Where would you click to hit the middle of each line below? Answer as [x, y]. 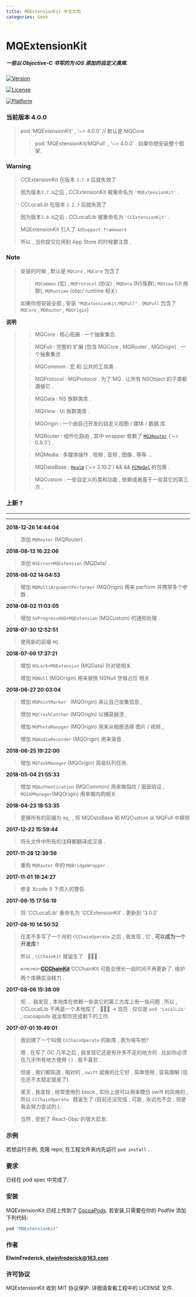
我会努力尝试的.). [41, 1106]
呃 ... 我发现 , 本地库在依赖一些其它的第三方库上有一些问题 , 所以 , [99, 1002]
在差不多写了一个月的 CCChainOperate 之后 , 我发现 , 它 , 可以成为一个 [103, 936]
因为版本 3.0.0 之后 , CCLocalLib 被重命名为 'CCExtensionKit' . [95, 217]
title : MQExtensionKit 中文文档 [44, 11]
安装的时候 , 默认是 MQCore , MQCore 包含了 [70, 271]
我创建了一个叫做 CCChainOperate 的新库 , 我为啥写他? [84, 1040]
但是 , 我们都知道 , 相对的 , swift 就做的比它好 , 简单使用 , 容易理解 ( [101, 1072]
